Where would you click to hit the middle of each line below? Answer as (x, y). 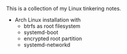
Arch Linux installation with (48, 20)
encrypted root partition (53, 38)
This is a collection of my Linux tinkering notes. (64, 9)
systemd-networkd (47, 45)
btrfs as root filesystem (52, 26)
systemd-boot (41, 32)
